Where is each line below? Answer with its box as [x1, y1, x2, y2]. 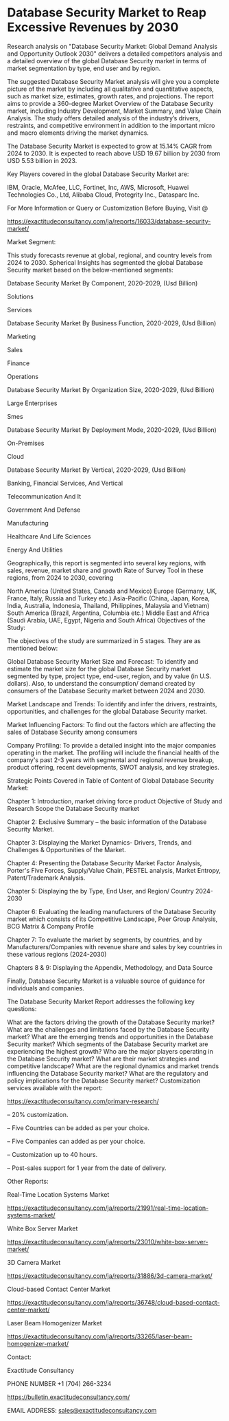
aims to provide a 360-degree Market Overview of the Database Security [7, 99, 214, 107]
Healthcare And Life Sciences [7, 532, 91, 541]
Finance [7, 359, 30, 367]
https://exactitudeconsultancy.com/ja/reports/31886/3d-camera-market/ [7, 1271, 213, 1280]
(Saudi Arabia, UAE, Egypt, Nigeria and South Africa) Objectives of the [7, 616, 206, 624]
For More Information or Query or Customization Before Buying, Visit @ [7, 204, 208, 212]
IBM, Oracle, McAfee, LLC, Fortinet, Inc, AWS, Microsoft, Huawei [7, 183, 189, 191]
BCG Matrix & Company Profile [7, 922, 95, 930]
